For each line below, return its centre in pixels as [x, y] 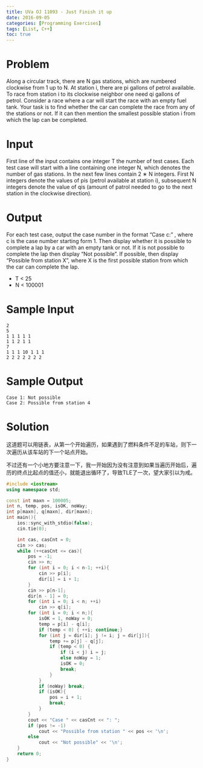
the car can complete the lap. [43, 267]
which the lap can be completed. [47, 120]
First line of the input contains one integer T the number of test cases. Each [100, 161]
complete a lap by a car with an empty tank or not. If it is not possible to [95, 247]
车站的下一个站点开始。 [62, 452]
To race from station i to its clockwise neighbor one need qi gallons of [93, 94]
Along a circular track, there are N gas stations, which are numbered [91, 81]
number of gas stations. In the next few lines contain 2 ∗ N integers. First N [100, 174]
